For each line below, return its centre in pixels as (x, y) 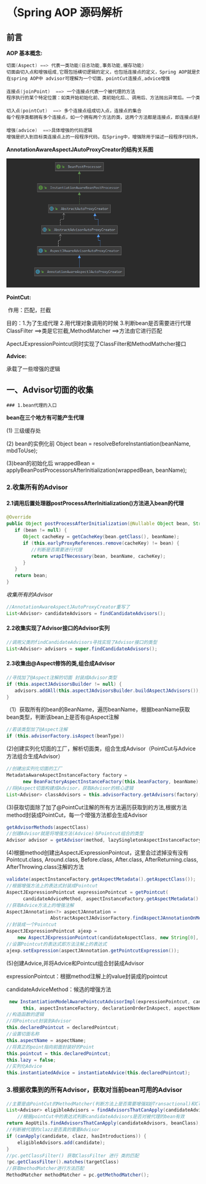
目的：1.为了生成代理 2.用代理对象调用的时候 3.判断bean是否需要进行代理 (99, 323)
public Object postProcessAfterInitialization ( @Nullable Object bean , (98, 524)
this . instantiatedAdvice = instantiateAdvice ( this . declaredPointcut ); (98, 1073)
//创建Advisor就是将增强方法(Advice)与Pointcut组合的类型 (75, 834)
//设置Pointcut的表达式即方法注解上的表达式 (57, 944)
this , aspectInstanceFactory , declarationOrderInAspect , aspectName (112, 1008)
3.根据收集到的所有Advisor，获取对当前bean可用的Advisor (94, 1090)
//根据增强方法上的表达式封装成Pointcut (52, 886)
